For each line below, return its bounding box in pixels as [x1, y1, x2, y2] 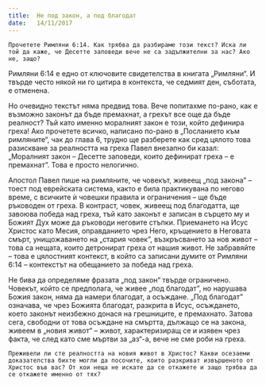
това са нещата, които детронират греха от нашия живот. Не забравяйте [8, 243, 256, 252]
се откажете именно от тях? [8, 370, 102, 378]
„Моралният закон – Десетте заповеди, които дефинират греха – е [8, 152, 234, 161]
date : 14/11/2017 [8, 19, 73, 27]
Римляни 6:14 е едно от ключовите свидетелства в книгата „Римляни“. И [8, 68, 256, 78]
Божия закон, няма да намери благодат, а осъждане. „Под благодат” [8, 291, 244, 302]
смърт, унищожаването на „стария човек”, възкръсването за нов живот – [8, 234, 258, 244]
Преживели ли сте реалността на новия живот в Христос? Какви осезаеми [8, 349, 250, 357]
